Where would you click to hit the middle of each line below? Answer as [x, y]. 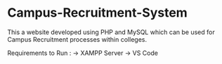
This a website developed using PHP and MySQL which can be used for [111, 32]
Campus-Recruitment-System [97, 13]
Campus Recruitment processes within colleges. [77, 39]
